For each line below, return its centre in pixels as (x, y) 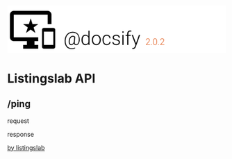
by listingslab (26, 147)
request (18, 121)
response (21, 134)
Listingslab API (51, 78)
